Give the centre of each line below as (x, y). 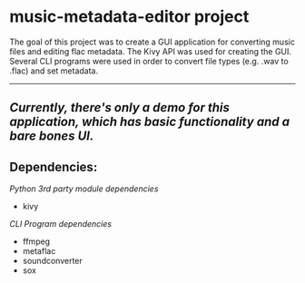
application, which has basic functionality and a (150, 122)
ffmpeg (36, 241)
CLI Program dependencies (60, 224)
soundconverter (53, 261)
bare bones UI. (52, 137)
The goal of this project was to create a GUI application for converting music (152, 42)
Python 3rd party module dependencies (84, 189)
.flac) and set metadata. (54, 71)
